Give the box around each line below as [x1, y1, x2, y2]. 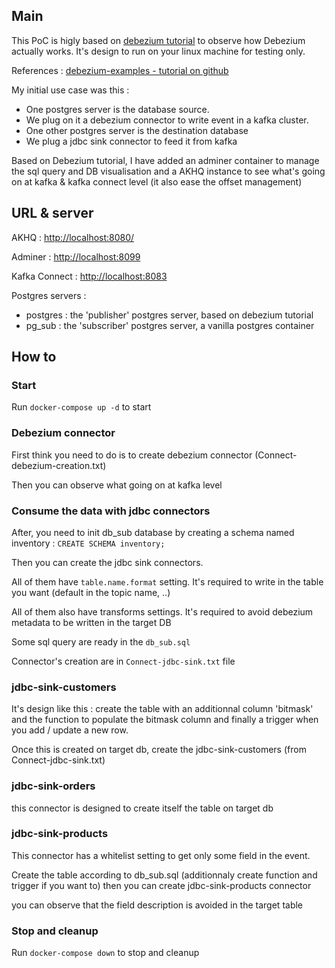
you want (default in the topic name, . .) [11, 586, 171, 598]
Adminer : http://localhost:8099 [11, 250, 141, 263]
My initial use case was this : [11, 84, 130, 96]
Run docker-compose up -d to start [11, 401, 152, 413]
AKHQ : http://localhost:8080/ [11, 231, 135, 243]
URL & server [11, 205, 94, 222]
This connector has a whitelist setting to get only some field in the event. [11, 849, 311, 861]
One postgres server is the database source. [25, 103, 210, 115]
